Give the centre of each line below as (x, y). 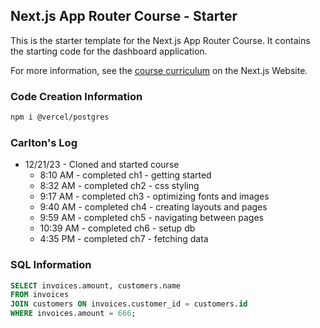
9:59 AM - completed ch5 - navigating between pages (152, 218)
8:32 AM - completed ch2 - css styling (119, 186)
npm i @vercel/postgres (60, 117)
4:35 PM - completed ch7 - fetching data (124, 239)
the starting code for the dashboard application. (109, 51)
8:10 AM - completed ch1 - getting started (125, 175)
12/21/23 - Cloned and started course (102, 165)
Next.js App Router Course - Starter (124, 16)
